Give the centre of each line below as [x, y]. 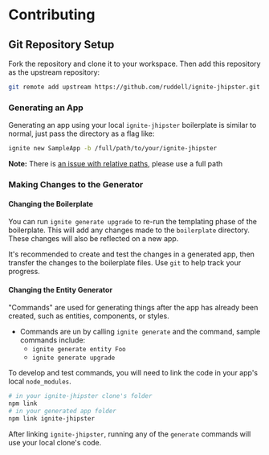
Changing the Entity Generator [61, 289]
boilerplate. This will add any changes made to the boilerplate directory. [129, 230]
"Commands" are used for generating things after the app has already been [133, 308]
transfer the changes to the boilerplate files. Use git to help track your [125, 263]
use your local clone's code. [55, 442]
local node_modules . [40, 381]
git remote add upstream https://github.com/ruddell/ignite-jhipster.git [134, 87]
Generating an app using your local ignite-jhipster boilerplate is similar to [132, 125]
